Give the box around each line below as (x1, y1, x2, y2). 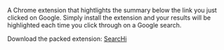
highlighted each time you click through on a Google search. (7, 21, 182, 29)
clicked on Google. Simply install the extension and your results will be (7, 13, 211, 22)
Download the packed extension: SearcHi (7, 35, 127, 43)
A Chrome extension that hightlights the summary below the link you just (7, 6, 218, 14)
